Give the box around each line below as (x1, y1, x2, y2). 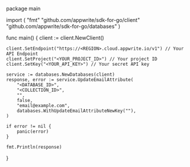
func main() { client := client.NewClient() (6, 34, 105, 41)
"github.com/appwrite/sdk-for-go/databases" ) (6, 23, 121, 30)
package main (6, 5, 41, 12)
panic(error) (17, 129, 49, 134)
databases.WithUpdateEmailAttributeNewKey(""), (17, 108, 136, 114)
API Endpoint (6, 51, 38, 57)
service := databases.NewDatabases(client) (6, 72, 115, 78)
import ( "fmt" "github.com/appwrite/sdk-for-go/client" (6, 17, 140, 23)
